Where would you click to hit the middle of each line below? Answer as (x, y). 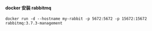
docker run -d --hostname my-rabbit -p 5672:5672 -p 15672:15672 (76, 19)
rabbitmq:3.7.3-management (34, 23)
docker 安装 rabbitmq (28, 8)
